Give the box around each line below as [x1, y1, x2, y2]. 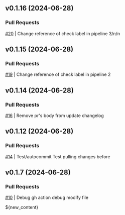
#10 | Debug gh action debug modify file [5, 194, 89, 200]
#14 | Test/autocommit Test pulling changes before [5, 153, 110, 160]
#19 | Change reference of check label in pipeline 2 [5, 71, 111, 77]
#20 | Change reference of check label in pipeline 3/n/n [5, 30, 120, 37]
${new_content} [5, 204, 39, 210]
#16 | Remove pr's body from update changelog [5, 113, 104, 119]
